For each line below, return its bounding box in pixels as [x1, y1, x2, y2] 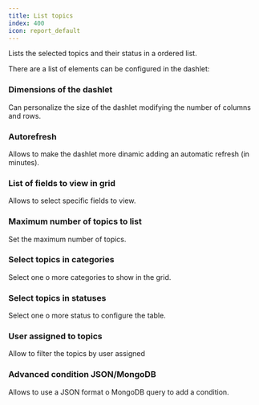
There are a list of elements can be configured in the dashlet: [8, 64, 210, 74]
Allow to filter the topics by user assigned [8, 349, 146, 358]
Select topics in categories [8, 254, 115, 265]
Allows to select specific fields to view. [8, 196, 136, 205]
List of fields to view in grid [8, 177, 116, 188]
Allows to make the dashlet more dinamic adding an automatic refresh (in [8, 149, 250, 159]
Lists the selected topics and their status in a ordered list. [8, 49, 198, 59]
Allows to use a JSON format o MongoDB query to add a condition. [8, 387, 230, 397]
